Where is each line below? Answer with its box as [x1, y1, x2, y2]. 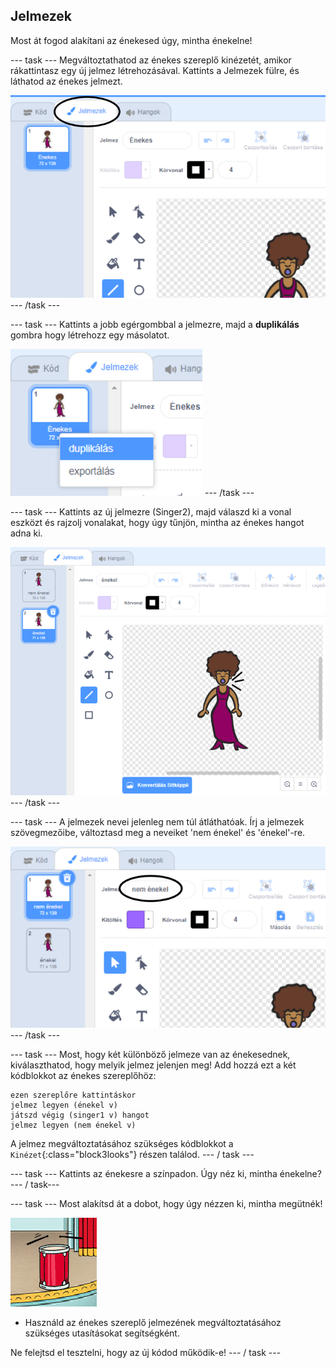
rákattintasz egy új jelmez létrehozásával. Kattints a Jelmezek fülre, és [10, 64, 300, 76]
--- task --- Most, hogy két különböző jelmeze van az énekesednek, [10, 1048, 291, 1060]
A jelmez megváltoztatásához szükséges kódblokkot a [10, 1137, 234, 1149]
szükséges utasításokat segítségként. [24, 1327, 180, 1339]
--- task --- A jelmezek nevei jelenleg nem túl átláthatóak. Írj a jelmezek [10, 816, 305, 828]
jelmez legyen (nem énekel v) [10, 1120, 137, 1130]
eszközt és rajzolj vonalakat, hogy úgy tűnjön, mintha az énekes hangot [10, 517, 305, 529]
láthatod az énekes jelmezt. [10, 75, 123, 87]
